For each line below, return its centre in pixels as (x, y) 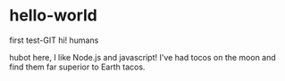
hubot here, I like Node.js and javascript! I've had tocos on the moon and (143, 57)
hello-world (54, 16)
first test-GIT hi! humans (54, 40)
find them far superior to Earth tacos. (77, 67)
